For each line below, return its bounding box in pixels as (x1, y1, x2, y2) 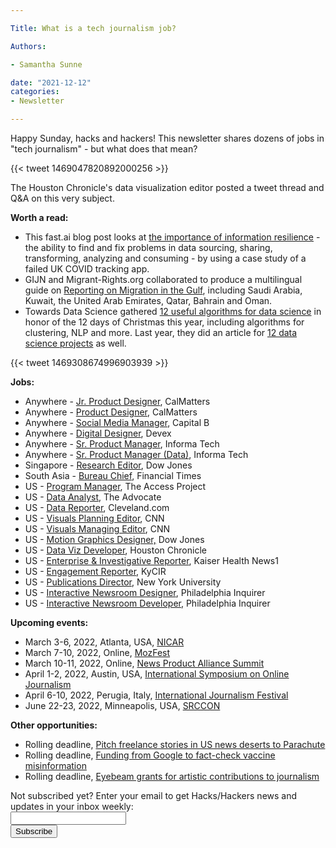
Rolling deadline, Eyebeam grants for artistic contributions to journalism (24, 771, 320, 782)
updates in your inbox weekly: (10, 801, 134, 812)
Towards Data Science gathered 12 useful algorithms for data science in (24, 306, 322, 317)
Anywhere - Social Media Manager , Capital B (24, 417, 210, 428)
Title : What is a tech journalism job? (10, 23, 177, 33)
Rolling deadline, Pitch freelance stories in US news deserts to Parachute (24, 739, 326, 750)
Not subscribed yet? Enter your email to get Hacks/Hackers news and (10, 790, 298, 801)
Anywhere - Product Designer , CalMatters (24, 406, 198, 418)
